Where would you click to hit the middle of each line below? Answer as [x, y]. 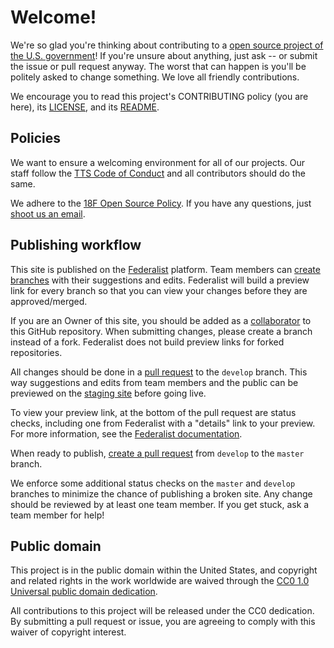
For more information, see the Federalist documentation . [126, 433]
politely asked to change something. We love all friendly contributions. [155, 77]
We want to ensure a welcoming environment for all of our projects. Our [158, 162]
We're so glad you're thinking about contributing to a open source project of [167, 45]
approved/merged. [49, 301]
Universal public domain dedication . [84, 592]
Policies [36, 138]
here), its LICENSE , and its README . [85, 107]
